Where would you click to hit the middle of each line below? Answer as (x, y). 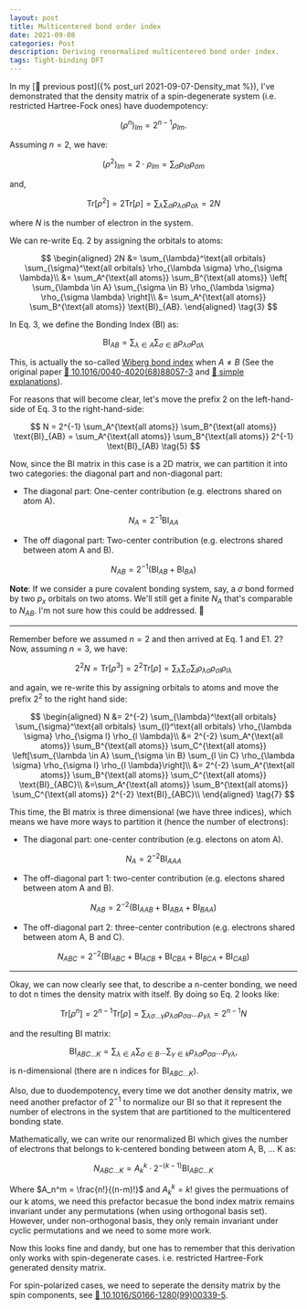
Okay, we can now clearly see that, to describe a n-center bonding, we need (153, 985)
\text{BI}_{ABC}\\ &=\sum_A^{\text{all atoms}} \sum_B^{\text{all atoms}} (153, 784)
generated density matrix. (58, 1267)
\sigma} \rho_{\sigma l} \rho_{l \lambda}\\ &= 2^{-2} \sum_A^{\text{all (153, 735)
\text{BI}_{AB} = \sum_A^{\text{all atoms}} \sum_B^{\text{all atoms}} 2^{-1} (153, 437)
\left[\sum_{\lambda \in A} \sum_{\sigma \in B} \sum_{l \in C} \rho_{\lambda (153, 755)
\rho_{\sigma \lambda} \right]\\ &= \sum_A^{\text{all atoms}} (153, 297)
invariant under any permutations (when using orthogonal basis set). (138, 1210)
